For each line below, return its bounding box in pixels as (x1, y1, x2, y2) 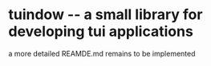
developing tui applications (8, 22, 194, 41)
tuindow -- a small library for (8, 6, 203, 24)
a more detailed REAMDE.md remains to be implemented (8, 49, 196, 58)
